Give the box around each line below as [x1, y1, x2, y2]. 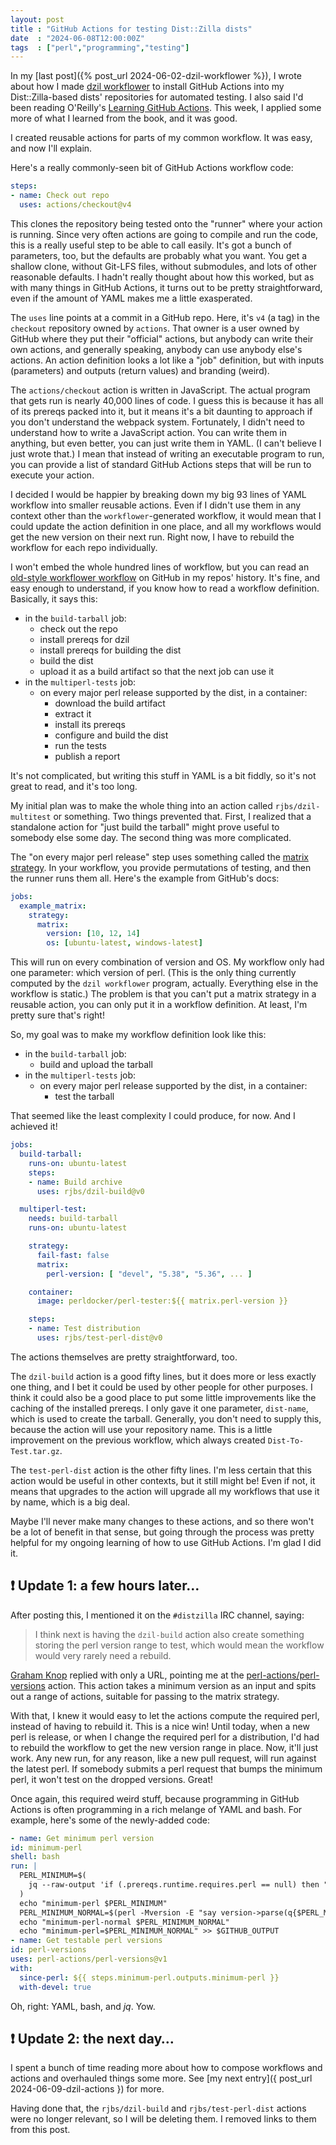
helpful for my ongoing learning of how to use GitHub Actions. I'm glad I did [10, 1536, 322, 1548]
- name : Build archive [28, 1177, 123, 1187]
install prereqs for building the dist [39, 644, 182, 656]
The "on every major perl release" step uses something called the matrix [10, 851, 309, 863]
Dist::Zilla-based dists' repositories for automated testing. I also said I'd [10, 91, 304, 103]
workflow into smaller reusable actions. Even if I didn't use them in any [10, 499, 302, 511]
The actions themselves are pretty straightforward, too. [10, 1351, 238, 1363]
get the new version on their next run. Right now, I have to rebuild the [10, 531, 295, 543]
